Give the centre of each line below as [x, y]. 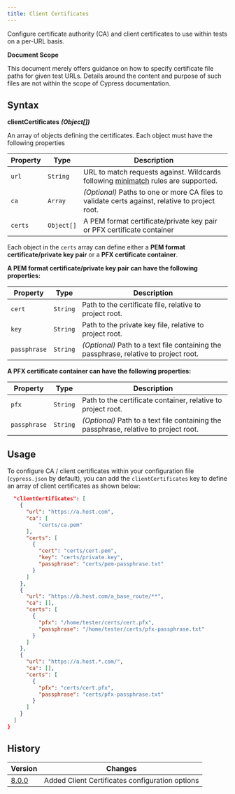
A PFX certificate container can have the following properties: [99, 371]
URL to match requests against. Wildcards [152, 172]
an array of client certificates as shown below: [74, 486]
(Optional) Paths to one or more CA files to [154, 192]
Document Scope [33, 55]
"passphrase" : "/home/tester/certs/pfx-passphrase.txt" [121, 629]
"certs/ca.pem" [60, 525]
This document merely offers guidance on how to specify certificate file [111, 68]
